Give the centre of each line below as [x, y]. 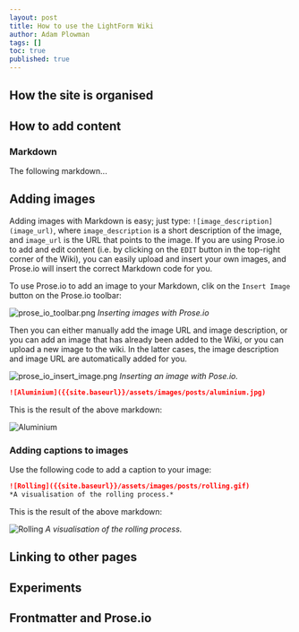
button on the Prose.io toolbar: [66, 295]
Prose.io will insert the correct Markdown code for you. [111, 268]
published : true [39, 59]
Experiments [46, 588]
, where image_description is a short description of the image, [167, 230]
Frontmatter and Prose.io [81, 618]
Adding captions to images [69, 450]
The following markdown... [58, 171]
